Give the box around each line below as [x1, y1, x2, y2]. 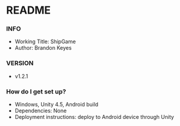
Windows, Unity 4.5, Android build [14, 101, 99, 108]
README [6, 4, 51, 17]
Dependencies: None [14, 107, 67, 114]
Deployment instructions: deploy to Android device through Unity [14, 114, 174, 121]
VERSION [6, 59, 34, 67]
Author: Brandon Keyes [14, 44, 72, 51]
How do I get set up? [6, 87, 67, 95]
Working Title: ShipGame [14, 38, 76, 45]
